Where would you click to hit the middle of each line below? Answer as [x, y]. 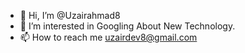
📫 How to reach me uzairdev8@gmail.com [108, 37]
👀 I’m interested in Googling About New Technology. [127, 26]
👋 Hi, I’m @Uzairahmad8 [70, 15]
